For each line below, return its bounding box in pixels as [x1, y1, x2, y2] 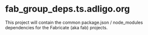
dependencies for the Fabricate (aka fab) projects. [5, 24, 108, 30]
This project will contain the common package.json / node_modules [5, 19, 143, 25]
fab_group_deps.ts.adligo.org [5, 3, 130, 15]
